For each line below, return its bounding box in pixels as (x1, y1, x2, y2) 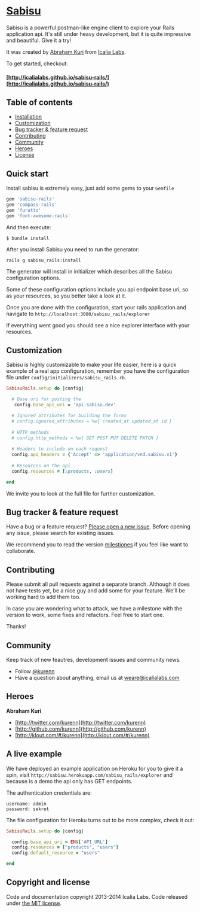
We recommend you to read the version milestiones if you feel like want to (6, 541, 189, 548)
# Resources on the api (11, 463, 70, 469)
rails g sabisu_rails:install (6, 257, 82, 263)
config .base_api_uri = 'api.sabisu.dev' (14, 402, 116, 408)
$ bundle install (6, 235, 50, 241)
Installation (14, 113, 42, 120)
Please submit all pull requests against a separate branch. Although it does (6, 580, 190, 588)
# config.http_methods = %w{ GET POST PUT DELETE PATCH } (11, 435, 159, 441)
